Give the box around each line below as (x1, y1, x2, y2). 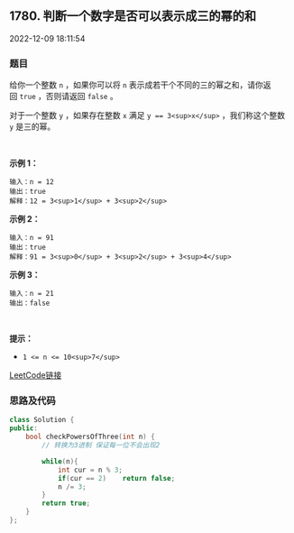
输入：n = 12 (9, 178, 54, 187)
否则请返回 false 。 (45, 91, 119, 102)
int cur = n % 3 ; (57, 465, 124, 474)
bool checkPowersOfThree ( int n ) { (25, 432, 155, 442)
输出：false (9, 299, 51, 308)
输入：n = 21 (9, 289, 54, 299)
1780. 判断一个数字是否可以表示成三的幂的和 (9, 8, 257, 24)
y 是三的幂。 (9, 121, 56, 133)
